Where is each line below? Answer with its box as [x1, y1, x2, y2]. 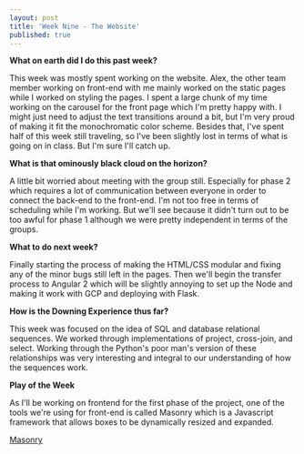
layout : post [9, 13, 59, 23]
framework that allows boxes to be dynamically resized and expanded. [9, 417, 275, 428]
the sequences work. [9, 362, 89, 373]
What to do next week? [9, 242, 98, 253]
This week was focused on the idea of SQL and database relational [9, 324, 260, 335]
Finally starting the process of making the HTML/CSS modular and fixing [9, 259, 282, 270]
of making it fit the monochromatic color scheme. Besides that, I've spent [9, 121, 285, 132]
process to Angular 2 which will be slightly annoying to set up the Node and [9, 278, 293, 289]
